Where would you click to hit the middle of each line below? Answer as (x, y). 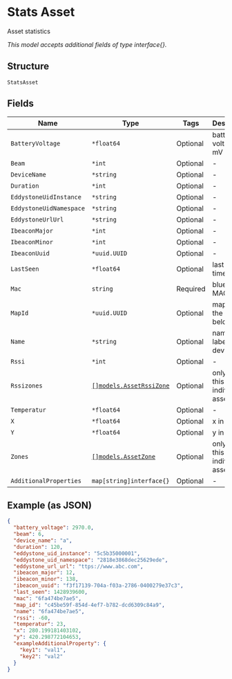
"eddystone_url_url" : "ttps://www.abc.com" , (78, 566)
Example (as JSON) (49, 505)
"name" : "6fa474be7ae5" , (49, 611)
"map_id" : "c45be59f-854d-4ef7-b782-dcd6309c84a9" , (89, 605)
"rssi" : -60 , (32, 618)
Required (191, 289)
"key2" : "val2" (41, 656)
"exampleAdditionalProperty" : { (60, 644)
